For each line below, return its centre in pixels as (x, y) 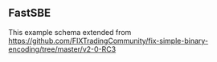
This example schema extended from (70, 32)
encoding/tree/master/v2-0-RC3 (62, 49)
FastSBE (30, 13)
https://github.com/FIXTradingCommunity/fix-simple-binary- (108, 41)
